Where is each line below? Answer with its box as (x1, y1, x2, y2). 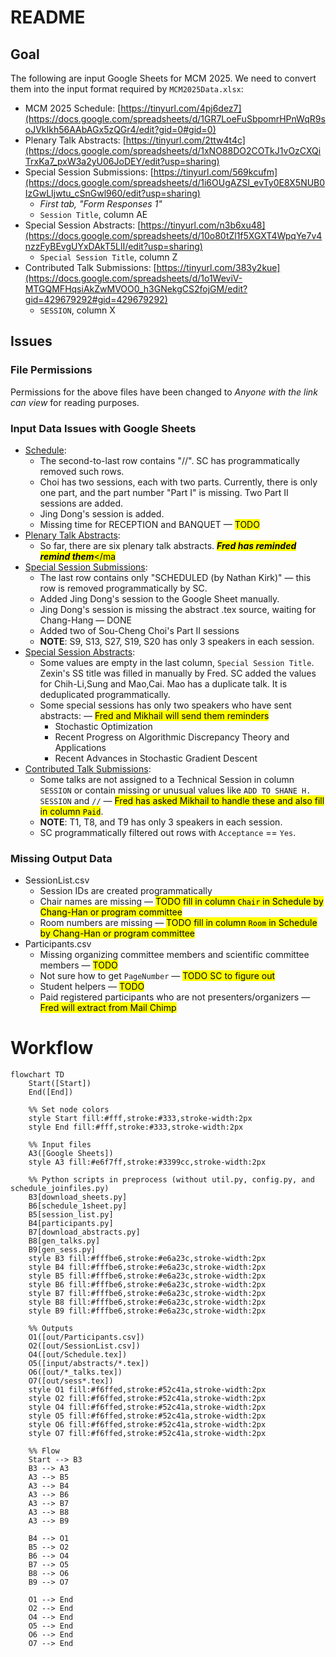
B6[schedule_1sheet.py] (28, 1201, 128, 1211)
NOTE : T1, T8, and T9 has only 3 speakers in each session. (39, 816, 283, 828)
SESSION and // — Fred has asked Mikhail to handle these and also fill (39, 794, 325, 806)
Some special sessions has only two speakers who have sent (39, 699, 292, 711)
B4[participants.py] (28, 1219, 114, 1229)
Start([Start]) (28, 1079, 92, 1089)
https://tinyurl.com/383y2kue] (156, 262, 281, 273)
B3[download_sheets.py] (28, 1192, 128, 1203)
